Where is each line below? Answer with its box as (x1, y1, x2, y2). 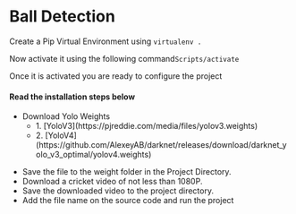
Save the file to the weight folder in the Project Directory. (21, 167, 232, 177)
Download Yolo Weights (21, 111, 110, 122)
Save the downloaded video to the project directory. (21, 185, 215, 196)
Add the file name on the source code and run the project (21, 195, 234, 206)
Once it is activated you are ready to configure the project (9, 70, 223, 81)
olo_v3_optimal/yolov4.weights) (35, 150, 152, 160)
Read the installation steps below (9, 91, 136, 102)
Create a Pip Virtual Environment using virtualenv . (9, 36, 202, 47)
